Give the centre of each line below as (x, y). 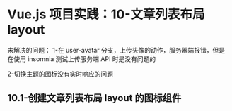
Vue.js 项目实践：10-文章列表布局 (106, 14)
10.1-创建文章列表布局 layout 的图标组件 (94, 98)
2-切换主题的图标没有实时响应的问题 (60, 74)
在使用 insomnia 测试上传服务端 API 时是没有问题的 (82, 59)
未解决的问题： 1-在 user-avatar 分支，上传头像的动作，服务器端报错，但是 (116, 50)
